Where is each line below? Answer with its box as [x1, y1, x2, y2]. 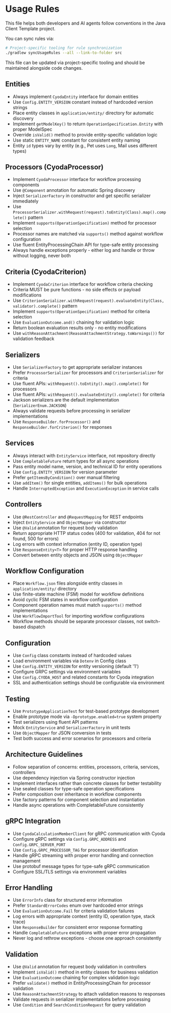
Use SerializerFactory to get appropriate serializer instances [12, 364, 142, 370]
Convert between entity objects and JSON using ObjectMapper [12, 552, 143, 558]
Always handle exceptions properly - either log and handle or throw [12, 247, 155, 253]
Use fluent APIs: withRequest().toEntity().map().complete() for [12, 380, 149, 386]
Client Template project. [5, 25, 56, 31]
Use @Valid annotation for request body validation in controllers [12, 964, 146, 970]
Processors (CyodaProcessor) [5, 163, 104, 171]
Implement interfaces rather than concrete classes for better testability [12, 780, 162, 786]
